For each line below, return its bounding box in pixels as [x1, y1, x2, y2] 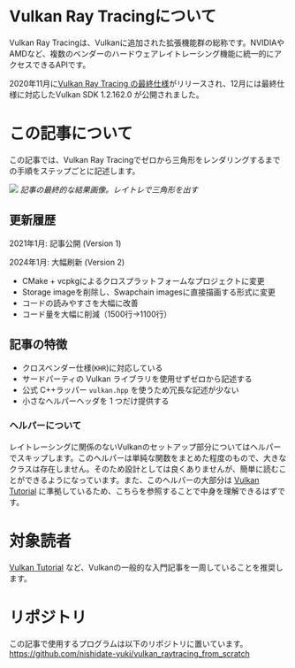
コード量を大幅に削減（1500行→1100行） [21, 309, 172, 319]
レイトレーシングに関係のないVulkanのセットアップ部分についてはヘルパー [9, 441, 282, 452]
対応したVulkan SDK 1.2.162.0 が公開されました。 [24, 88, 204, 100]
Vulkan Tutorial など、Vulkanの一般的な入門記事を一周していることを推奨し [9, 562, 284, 572]
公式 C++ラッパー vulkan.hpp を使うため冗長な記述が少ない [21, 384, 239, 395]
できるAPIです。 [32, 59, 91, 70]
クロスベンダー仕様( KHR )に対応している [21, 362, 163, 372]
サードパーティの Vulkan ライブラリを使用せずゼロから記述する [21, 373, 253, 384]
